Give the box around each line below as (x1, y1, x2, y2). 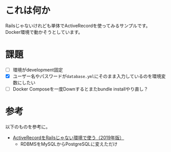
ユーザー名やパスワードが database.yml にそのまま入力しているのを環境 (12, 73, 161, 79)
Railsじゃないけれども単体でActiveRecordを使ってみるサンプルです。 (5, 23, 151, 29)
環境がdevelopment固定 (12, 67, 63, 73)
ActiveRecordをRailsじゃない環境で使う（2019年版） (12, 135, 124, 141)
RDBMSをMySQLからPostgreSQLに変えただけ (20, 141, 118, 147)
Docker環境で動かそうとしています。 (5, 29, 83, 35)
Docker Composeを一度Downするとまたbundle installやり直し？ (12, 86, 148, 92)
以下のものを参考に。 (5, 124, 50, 129)
